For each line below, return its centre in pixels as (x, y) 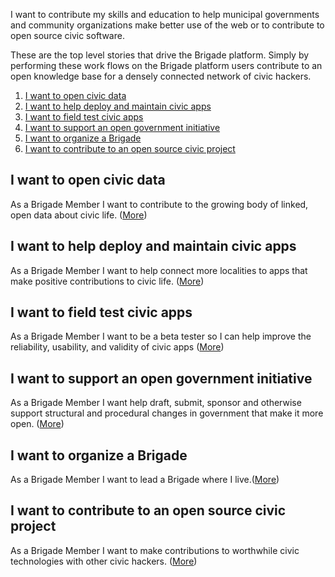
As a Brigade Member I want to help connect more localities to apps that (159, 270)
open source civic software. (67, 35)
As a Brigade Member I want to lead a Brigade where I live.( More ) (145, 480)
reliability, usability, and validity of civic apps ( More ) (117, 347)
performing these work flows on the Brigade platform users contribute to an (166, 65)
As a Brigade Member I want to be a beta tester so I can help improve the (161, 336)
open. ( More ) (37, 424)
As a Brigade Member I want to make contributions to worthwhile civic (155, 550)
